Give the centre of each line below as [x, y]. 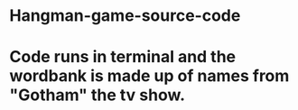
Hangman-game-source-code [125, 16]
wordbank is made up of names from [149, 76]
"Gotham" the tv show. [98, 95]
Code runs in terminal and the [123, 57]
